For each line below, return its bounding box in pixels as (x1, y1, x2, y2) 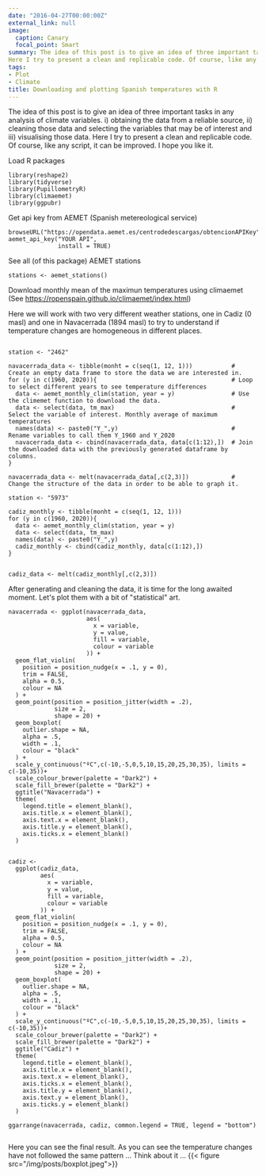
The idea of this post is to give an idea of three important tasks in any (8, 107, 235, 117)
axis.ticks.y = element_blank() (22, 1101, 129, 1109)
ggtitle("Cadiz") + (15, 1045, 80, 1053)
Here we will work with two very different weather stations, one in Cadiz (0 (8, 309, 252, 319)
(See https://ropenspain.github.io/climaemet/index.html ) (8, 294, 192, 304)
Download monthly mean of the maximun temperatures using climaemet (8, 285, 244, 295)
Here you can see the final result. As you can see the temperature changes (8, 1143, 253, 1152)
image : (8, 26, 30, 34)
